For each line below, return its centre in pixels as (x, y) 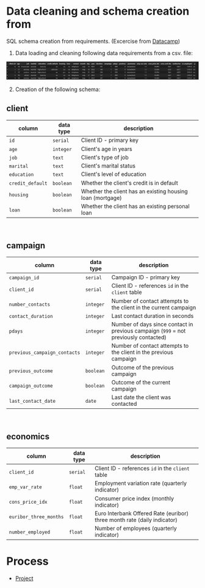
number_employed (30, 532)
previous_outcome (31, 371)
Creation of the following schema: (58, 89)
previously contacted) (139, 337)
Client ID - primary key (110, 140)
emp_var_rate (25, 487)
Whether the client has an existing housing (135, 191)
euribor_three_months (36, 517)
